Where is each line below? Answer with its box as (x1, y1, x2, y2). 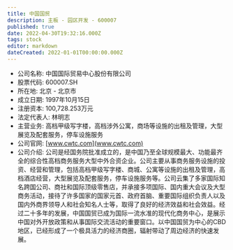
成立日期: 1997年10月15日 (17, 95, 91, 103)
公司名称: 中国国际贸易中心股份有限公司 (17, 69, 131, 78)
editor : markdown (7, 43, 58, 50)
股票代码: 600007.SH (17, 78, 78, 86)
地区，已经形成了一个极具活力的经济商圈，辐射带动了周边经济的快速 (17, 226, 213, 235)
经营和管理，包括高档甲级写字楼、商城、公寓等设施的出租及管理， (29, 165, 220, 173)
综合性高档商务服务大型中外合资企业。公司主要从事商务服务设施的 (29, 156, 220, 165)
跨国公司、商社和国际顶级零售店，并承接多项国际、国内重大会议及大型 (23, 182, 225, 191)
